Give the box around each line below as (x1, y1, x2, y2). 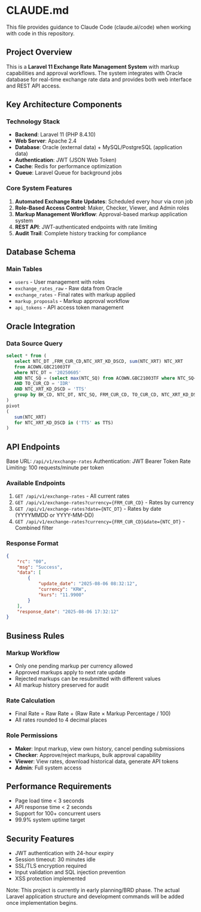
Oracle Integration (6, 321, 76, 331)
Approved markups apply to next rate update (14, 668, 126, 675)
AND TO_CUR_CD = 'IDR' (14, 381, 71, 387)
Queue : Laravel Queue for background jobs (14, 169, 123, 177)
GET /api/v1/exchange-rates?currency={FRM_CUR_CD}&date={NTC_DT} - (14, 518, 185, 525)
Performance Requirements (6, 781, 112, 791)
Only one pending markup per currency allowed (14, 662, 133, 669)
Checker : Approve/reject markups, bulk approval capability (14, 751, 162, 758)
